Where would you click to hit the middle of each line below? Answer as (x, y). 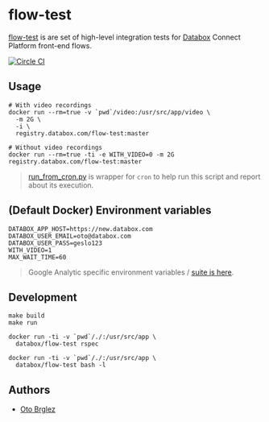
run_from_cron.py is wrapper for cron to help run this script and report (144, 176)
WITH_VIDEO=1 (30, 250)
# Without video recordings (56, 147)
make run (23, 323)
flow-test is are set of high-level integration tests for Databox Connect (125, 37)
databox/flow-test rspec (57, 344)
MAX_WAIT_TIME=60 (37, 257)
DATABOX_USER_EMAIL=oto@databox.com (70, 236)
